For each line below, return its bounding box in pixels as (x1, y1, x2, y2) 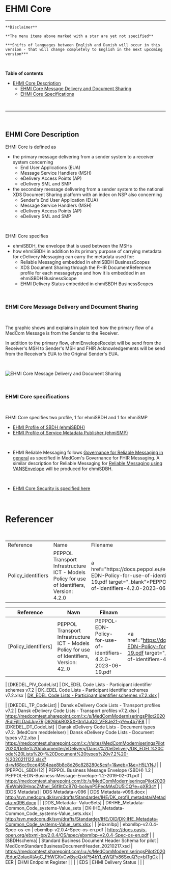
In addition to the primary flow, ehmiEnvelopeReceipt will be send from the (5, 340, 161, 346)
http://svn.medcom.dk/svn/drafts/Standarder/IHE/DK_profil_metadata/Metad (5, 794, 166, 800)
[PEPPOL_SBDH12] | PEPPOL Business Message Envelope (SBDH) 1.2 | (5, 767, 154, 773)
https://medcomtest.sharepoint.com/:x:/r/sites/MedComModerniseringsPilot (5, 740, 165, 746)
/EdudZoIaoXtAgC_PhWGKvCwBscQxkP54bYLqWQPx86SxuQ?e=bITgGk (5, 854, 158, 860)
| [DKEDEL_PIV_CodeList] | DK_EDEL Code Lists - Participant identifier (5, 682, 152, 688)
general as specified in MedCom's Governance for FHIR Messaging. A (12, 455, 160, 461)
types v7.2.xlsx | (5, 735, 40, 741)
